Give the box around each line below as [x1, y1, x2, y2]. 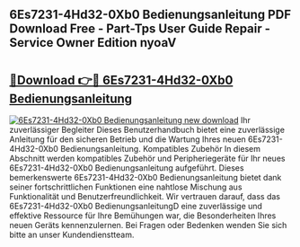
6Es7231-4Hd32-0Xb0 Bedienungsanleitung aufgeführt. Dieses [9, 163, 244, 173]
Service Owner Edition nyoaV [9, 35, 177, 50]
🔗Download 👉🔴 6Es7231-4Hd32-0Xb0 [9, 72, 234, 88]
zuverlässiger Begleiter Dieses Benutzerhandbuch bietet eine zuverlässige [9, 125, 286, 135]
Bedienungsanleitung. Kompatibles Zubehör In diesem [59, 144, 261, 154]
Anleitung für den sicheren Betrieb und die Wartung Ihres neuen [9, 134, 247, 145]
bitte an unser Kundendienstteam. [9, 229, 135, 240]
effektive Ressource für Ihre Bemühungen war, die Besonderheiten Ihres [9, 210, 277, 221]
